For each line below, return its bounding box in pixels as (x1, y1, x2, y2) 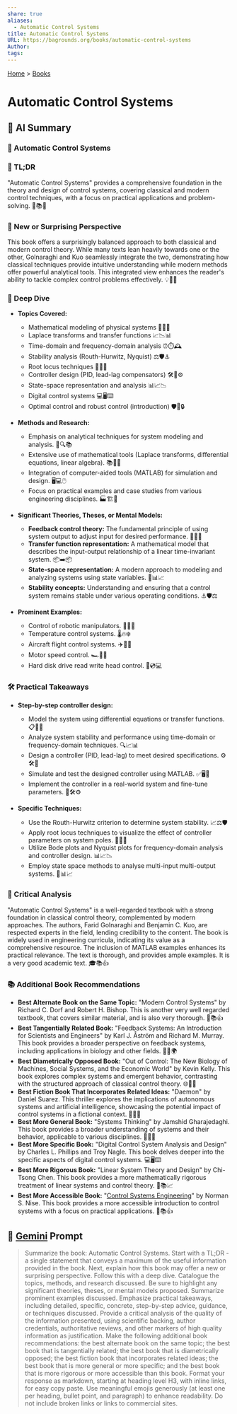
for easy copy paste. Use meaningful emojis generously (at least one (24, 1384, 226, 1392)
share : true (7, 10, 42, 18)
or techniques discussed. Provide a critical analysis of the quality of (24, 1309, 222, 1317)
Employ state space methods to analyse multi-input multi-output (28, 861, 216, 870)
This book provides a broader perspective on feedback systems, (17, 1039, 207, 1048)
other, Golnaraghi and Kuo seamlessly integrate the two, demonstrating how (7, 253, 229, 261)
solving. (7, 201, 30, 209)
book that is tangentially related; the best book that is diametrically (24, 1346, 219, 1355)
